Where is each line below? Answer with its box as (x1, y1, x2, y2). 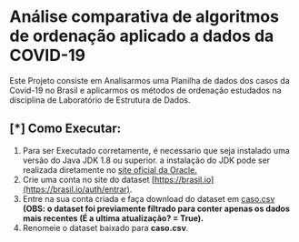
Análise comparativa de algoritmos (9, 6, 280, 27)
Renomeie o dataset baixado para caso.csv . (22, 222, 189, 233)
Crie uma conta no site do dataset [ (22, 174, 155, 185)
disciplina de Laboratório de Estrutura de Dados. (9, 94, 191, 106)
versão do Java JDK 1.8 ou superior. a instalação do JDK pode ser (22, 155, 271, 166)
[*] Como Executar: (9, 121, 121, 136)
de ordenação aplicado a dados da (9, 25, 274, 46)
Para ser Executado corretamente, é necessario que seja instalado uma (22, 145, 291, 156)
